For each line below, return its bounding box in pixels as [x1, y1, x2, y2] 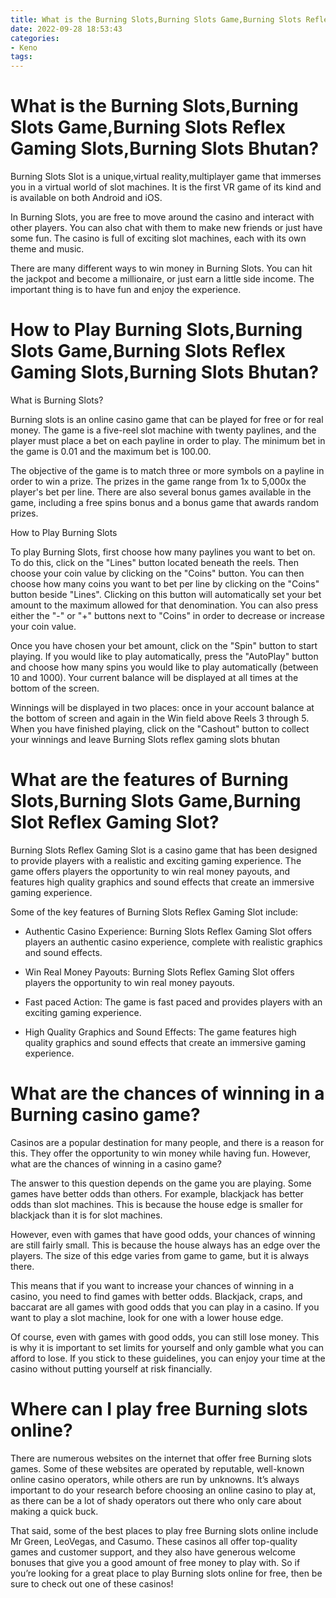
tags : [10, 52, 33, 62]
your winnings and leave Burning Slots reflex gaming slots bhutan [10, 734, 280, 745]
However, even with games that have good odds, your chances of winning [10, 1228, 316, 1240]
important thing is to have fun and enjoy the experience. [10, 284, 242, 296]
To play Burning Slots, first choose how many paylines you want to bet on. [10, 546, 316, 558]
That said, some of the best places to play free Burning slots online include [10, 1524, 319, 1536]
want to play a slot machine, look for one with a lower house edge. [10, 1311, 284, 1323]
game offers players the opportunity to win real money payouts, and [10, 865, 291, 877]
